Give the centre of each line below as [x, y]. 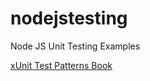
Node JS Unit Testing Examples [75, 46]
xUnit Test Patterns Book [61, 65]
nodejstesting [69, 18]
